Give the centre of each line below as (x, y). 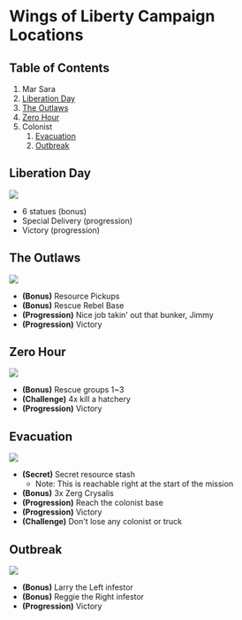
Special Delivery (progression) (77, 221)
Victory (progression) (60, 230)
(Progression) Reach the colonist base (92, 503)
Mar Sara (38, 89)
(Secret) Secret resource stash (78, 475)
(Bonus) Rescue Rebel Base (73, 305)
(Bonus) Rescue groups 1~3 (73, 390)
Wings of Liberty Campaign (112, 16)
